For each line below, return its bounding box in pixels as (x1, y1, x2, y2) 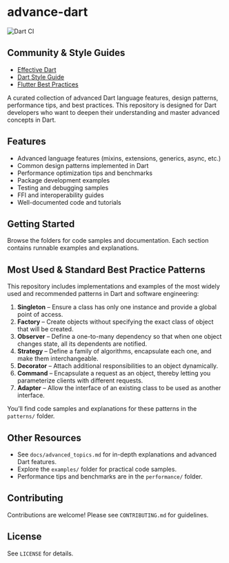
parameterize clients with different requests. (17, 376, 143, 385)
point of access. (17, 311, 63, 319)
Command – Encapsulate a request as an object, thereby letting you (17, 369, 211, 378)
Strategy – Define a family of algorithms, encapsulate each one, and (17, 347, 212, 356)
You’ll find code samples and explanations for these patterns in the (7, 405, 197, 413)
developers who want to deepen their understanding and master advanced (7, 108, 220, 116)
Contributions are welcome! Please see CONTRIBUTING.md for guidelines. (7, 510, 209, 519)
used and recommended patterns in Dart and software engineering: (7, 290, 199, 298)
